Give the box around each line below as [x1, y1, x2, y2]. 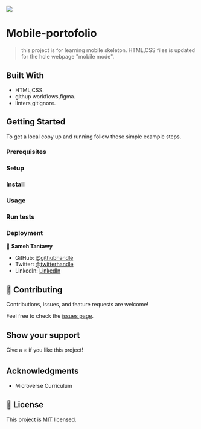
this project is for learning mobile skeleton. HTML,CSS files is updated [21, 46, 195, 54]
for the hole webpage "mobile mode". [21, 53, 115, 60]
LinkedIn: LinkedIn [14, 267, 61, 274]
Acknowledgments [6, 366, 80, 376]
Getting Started [6, 117, 66, 127]
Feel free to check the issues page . [6, 312, 94, 320]
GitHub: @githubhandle [14, 254, 74, 262]
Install [6, 180, 25, 189]
